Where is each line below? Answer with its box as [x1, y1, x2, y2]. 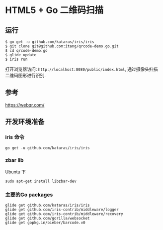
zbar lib [5, 157, 24, 164]
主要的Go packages [5, 191, 53, 198]
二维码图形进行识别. [5, 73, 46, 78]
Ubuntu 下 [5, 169, 26, 175]
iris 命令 [5, 134, 25, 141]
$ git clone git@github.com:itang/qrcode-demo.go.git [5, 44, 119, 49]
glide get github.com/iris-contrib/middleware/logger [5, 207, 119, 212]
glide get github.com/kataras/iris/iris [5, 203, 90, 208]
